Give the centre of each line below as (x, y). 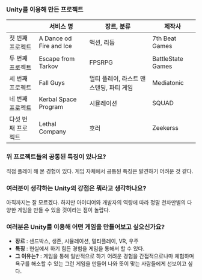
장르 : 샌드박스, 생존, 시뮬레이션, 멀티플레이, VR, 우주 (77, 241)
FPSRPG (101, 62)
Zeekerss (165, 128)
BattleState (168, 59)
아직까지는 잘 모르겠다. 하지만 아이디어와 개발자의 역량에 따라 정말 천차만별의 (96, 202)
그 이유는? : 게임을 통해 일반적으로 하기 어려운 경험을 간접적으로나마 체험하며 (104, 256)
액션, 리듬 (102, 43)
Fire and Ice (55, 46)
